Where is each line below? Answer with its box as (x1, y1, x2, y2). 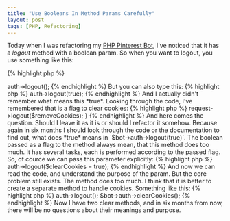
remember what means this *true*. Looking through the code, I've (7, 97, 193, 105)
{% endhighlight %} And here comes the (89, 112, 204, 120)
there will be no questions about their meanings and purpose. (7, 206, 181, 214)
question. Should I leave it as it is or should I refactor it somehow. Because (7, 119, 218, 127)
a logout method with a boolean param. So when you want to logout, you (7, 49, 213, 57)
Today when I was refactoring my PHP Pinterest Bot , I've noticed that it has (7, 42, 220, 50)
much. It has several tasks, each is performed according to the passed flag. (7, 148, 221, 156)
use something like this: (7, 56, 74, 64)
